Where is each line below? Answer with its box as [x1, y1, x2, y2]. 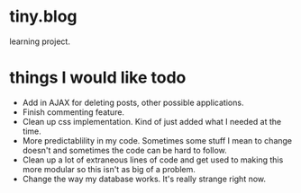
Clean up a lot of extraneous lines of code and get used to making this [22, 154, 284, 165]
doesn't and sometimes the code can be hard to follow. [22, 145, 227, 155]
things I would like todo [9, 67, 187, 88]
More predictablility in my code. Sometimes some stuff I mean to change [22, 135, 293, 145]
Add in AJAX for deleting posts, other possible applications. [22, 97, 244, 108]
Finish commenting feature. [22, 106, 124, 118]
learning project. [9, 36, 70, 47]
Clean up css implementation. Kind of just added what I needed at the [22, 116, 282, 127]
